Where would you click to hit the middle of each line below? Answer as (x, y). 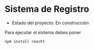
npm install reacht (25, 41)
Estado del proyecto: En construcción (50, 23)
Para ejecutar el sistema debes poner (43, 32)
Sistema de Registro (47, 9)
